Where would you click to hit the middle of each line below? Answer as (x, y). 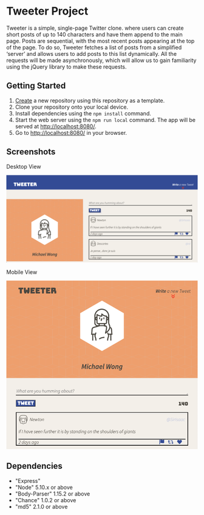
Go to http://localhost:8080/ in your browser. (71, 132)
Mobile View (22, 272)
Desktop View (24, 166)
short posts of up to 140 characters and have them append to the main (95, 34)
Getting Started (36, 86)
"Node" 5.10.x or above (44, 487)
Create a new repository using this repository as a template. (90, 100)
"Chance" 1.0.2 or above (46, 500)
